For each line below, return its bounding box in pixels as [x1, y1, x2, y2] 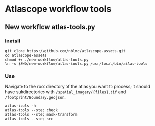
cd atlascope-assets [5, 53, 47, 58]
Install [5, 38, 21, 44]
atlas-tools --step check [5, 108, 58, 113]
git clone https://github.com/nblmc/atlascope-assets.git [5, 48, 126, 53]
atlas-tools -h [5, 104, 36, 108]
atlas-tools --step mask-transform [5, 112, 78, 117]
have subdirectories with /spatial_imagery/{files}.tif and [5, 89, 126, 95]
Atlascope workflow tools [5, 3, 111, 15]
